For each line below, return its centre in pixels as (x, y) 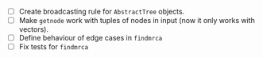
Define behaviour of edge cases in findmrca (91, 38)
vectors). (34, 29)
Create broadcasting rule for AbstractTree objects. (102, 12)
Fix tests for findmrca (54, 47)
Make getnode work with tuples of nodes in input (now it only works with (137, 21)
